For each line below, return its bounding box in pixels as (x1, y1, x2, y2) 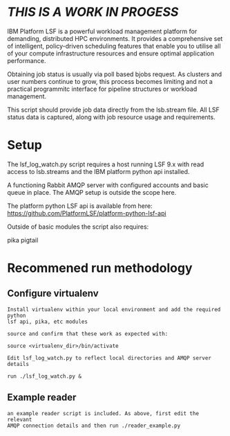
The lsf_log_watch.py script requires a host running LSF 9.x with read (7, 160, 204, 168)
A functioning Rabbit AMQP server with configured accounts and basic (7, 181, 209, 189)
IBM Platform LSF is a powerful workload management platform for (7, 27, 198, 35)
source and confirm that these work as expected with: (7, 330, 169, 337)
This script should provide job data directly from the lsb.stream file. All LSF (7, 105, 220, 114)
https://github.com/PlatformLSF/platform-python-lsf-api (7, 209, 167, 217)
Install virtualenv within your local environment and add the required (7, 306, 221, 313)
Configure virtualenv (7, 288, 99, 299)
